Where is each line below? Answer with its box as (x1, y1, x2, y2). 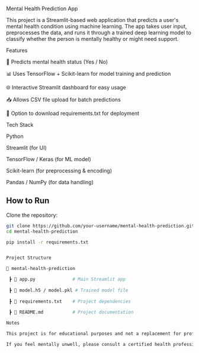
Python (6, 133, 24, 140)
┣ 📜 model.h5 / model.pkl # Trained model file (8, 287, 129, 293)
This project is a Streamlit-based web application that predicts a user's (6, 17, 179, 23)
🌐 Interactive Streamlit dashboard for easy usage (6, 84, 126, 91)
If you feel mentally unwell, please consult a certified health (6, 342, 171, 348)
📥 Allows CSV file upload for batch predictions (6, 96, 121, 103)
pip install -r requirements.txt (6, 239, 89, 245)
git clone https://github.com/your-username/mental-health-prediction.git (6, 223, 195, 229)
